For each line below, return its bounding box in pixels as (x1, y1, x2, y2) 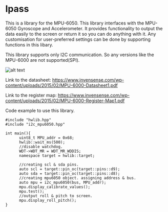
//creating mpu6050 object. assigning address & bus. (18, 175, 137, 180)
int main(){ (5, 131, 31, 136)
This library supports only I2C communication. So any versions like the (5, 52, 155, 58)
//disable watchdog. (18, 144, 63, 149)
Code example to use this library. (5, 107, 75, 113)
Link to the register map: (5, 92, 57, 98)
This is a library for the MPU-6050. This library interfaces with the (5, 20, 144, 26)
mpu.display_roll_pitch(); (18, 198, 77, 203)
